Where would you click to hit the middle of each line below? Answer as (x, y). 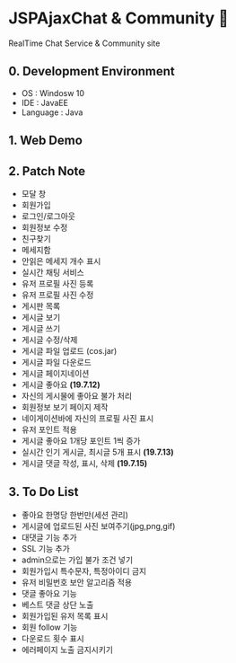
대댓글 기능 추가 (49, 537)
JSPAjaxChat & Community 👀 (119, 18)
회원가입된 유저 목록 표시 (65, 615)
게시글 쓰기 (41, 328)
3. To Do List (44, 492)
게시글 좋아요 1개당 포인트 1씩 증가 (81, 440)
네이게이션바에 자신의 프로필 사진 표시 (87, 418)
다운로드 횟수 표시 (52, 638)
